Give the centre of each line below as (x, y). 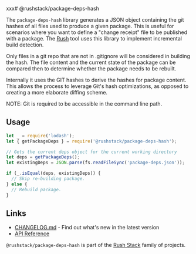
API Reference (32, 233)
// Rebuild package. (36, 189)
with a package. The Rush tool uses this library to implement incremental (94, 38)
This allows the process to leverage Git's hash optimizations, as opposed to (97, 86)
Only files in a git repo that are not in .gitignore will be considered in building (98, 56)
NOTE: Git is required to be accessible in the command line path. (84, 104)
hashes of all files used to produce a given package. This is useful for (90, 26)
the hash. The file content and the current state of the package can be (91, 62)
